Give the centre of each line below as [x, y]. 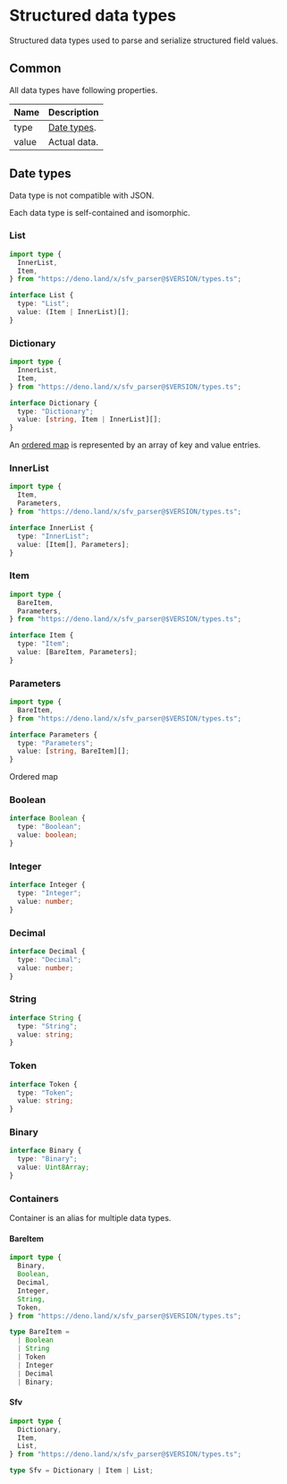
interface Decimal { [48, 951]
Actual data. [73, 141]
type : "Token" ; [46, 1093]
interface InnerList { [51, 528]
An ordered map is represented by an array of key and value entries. [135, 445]
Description [74, 112]
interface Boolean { [48, 819]
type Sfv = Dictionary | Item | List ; [81, 1471]
